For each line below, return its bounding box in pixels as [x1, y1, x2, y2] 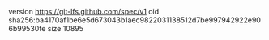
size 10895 [47, 24, 83, 33]
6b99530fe [8, 24, 46, 33]
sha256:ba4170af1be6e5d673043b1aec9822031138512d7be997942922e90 [8, 15, 262, 25]
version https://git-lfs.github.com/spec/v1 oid [8, 7, 160, 16]
